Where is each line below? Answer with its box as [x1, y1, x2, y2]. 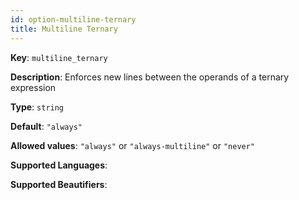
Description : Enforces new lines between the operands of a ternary [10, 71, 290, 83]
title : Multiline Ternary [10, 24, 118, 34]
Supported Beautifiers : [10, 178, 108, 190]
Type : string [10, 101, 65, 113]
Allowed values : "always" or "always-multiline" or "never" [10, 139, 256, 151]
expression [10, 81, 57, 93]
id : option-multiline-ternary [10, 14, 137, 25]
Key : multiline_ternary [10, 51, 108, 63]
